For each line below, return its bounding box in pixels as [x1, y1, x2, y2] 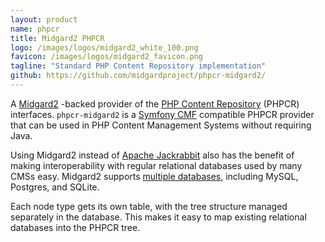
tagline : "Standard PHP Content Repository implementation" [10, 61, 267, 71]
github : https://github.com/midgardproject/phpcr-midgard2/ [10, 71, 267, 81]
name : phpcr [10, 24, 60, 34]
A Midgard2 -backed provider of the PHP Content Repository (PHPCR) [10, 97, 300, 110]
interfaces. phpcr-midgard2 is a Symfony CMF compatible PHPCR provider [10, 108, 315, 120]
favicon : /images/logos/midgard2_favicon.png [10, 52, 203, 62]
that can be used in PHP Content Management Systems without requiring [10, 119, 312, 131]
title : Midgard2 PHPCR [10, 33, 105, 43]
